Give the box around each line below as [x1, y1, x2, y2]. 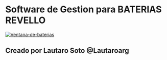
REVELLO [5, 14, 46, 26]
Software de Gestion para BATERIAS [5, 4, 162, 15]
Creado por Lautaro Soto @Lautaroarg [5, 46, 129, 55]
